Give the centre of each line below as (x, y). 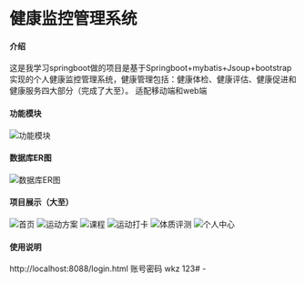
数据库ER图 (30, 158)
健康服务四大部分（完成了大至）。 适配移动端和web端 (108, 91)
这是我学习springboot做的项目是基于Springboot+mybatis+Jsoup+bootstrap (151, 68)
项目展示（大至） (41, 202)
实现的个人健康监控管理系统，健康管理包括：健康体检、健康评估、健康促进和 (153, 79)
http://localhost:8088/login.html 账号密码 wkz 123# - (108, 268)
